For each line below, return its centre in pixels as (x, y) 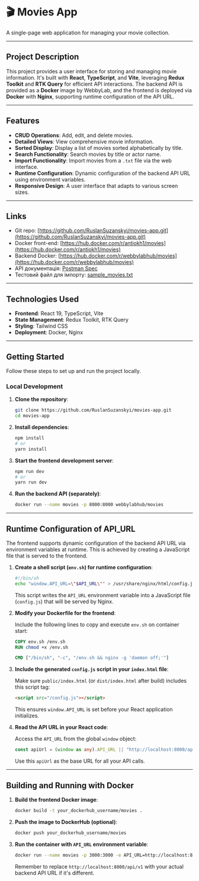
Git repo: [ (27, 231)
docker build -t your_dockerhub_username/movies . (78, 810)
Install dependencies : (42, 427)
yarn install (31, 449)
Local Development (35, 386)
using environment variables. (50, 179)
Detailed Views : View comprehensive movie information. (84, 142)
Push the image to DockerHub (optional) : (66, 822)
